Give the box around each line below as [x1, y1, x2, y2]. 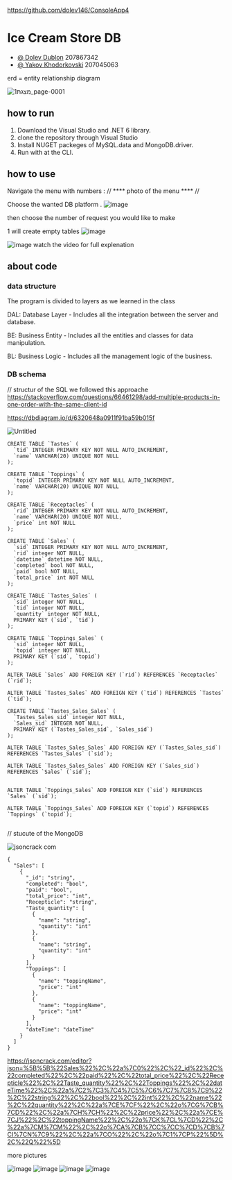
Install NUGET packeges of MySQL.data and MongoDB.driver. [17, 140, 194, 149]
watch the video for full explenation [33, 240, 134, 248]
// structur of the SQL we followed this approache [7, 385, 149, 394]
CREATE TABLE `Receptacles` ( [7, 501, 95, 508]
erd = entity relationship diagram [7, 74, 100, 82]
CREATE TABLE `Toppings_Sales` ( [7, 634, 104, 641]
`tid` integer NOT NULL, [13, 604, 85, 612]
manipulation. [7, 339, 46, 347]
